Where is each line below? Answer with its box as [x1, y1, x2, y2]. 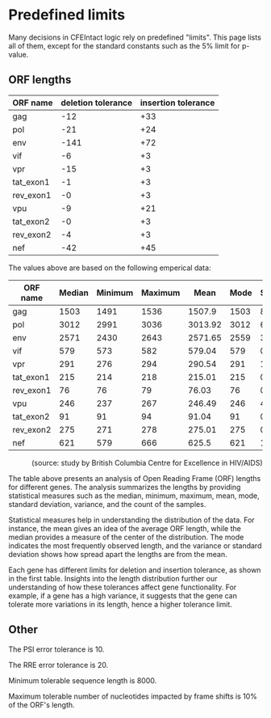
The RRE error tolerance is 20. [8, 660, 109, 669]
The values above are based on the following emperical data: [8, 263, 211, 272]
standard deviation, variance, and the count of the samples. [8, 499, 206, 509]
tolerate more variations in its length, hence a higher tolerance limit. [8, 599, 232, 609]
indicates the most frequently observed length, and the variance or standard [8, 540, 262, 551]
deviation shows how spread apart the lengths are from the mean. [8, 549, 227, 559]
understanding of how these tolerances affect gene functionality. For [8, 582, 237, 592]
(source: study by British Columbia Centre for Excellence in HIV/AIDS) [31, 458, 263, 467]
